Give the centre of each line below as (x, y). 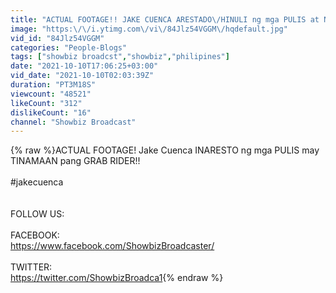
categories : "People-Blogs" (69, 47)
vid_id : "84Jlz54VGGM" (57, 38)
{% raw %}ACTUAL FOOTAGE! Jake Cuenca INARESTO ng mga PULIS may (165, 150)
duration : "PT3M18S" (53, 85)
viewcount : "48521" (51, 94)
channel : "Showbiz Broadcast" (73, 122)
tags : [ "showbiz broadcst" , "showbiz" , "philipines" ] (120, 57)
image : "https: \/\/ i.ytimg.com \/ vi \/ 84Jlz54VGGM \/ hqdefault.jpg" (149, 29)
